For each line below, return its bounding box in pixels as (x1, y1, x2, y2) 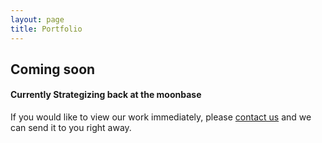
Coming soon (10, 61, 96, 78)
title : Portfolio (10, 24, 83, 34)
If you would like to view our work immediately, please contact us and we (10, 111, 312, 123)
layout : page (10, 14, 65, 25)
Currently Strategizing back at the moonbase (10, 89, 202, 101)
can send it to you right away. (10, 122, 132, 134)
